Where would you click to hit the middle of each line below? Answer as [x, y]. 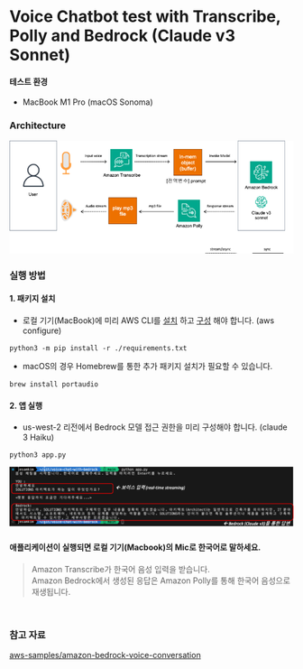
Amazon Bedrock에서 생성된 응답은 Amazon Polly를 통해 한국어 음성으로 [161, 581]
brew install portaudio [54, 385]
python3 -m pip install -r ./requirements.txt [98, 348]
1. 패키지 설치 [32, 299]
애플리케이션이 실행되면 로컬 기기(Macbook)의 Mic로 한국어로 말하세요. [135, 547]
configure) [42, 330]
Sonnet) [40, 55]
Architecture [38, 125]
